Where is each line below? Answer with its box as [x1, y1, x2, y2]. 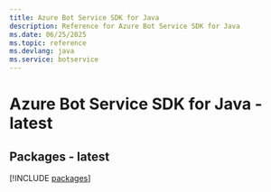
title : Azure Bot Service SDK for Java [9, 13, 160, 23]
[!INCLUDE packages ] [9, 173, 91, 183]
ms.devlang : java [9, 47, 75, 56]
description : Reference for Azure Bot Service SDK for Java [9, 22, 241, 31]
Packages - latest [9, 149, 110, 164]
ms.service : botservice [9, 55, 99, 64]
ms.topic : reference [9, 38, 88, 48]
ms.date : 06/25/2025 [9, 30, 88, 39]
